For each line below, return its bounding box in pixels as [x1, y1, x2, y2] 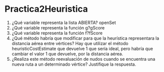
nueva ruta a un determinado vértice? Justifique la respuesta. [11, 61, 136, 67]
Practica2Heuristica [4, 3, 88, 15]
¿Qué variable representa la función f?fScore [11, 30, 103, 36]
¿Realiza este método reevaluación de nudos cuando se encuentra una [11, 56, 156, 62]
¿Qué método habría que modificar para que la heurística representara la [11, 35, 160, 41]
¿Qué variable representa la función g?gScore [11, 24, 105, 30]
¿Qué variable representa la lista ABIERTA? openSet [11, 20, 116, 25]
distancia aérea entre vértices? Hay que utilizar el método [11, 40, 129, 46]
